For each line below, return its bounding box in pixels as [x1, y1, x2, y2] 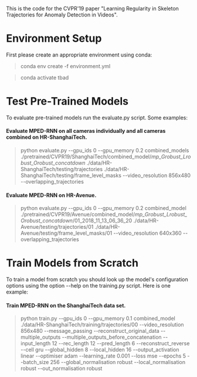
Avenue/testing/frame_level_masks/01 [20, 229, 113, 237]
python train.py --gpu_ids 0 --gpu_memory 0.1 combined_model [20, 315, 176, 322]
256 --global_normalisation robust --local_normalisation [50, 359, 186, 366]
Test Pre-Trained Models [6, 95, 129, 108]
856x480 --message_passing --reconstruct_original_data [20, 328, 159, 335]
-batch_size [20, 359, 49, 366]
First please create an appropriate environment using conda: [6, 51, 152, 58]
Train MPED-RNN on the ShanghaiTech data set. [6, 302, 126, 309]
